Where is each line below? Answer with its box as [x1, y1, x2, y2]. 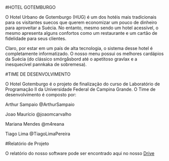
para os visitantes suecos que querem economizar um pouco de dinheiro [5, 20, 157, 25]
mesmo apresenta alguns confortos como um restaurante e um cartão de [5, 30, 157, 36]
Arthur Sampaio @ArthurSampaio [5, 101, 75, 108]
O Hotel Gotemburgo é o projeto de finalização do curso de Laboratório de [5, 81, 160, 87]
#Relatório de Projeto [5, 141, 49, 146]
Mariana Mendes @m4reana [5, 121, 65, 127]
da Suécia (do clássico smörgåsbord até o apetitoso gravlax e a [5, 56, 138, 62]
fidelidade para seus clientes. [5, 35, 67, 41]
